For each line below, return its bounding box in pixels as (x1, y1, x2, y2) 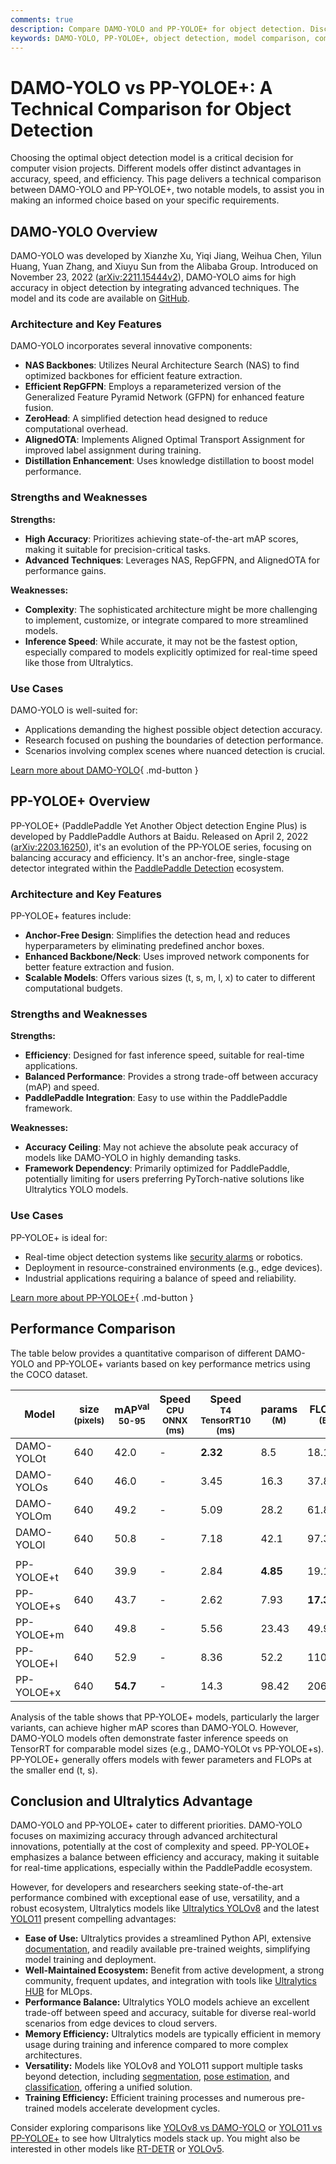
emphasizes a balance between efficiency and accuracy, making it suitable (10, 1851, 320, 1863)
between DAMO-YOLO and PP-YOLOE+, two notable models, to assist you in (10, 184, 325, 196)
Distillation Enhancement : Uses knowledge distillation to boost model (24, 455, 315, 467)
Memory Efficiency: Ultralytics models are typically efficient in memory (24, 2028, 322, 2040)
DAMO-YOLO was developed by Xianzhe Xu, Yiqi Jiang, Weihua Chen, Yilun (10, 250, 322, 262)
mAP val (114, 1401, 150, 1417)
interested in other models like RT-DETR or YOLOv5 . (10, 2143, 225, 2155)
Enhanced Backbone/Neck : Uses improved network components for (24, 951, 310, 963)
